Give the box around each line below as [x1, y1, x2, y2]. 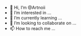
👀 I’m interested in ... [9, 10, 52, 16]
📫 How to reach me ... [9, 26, 55, 31]
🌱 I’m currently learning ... [9, 15, 62, 20]
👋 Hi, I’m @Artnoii [9, 5, 46, 10]
